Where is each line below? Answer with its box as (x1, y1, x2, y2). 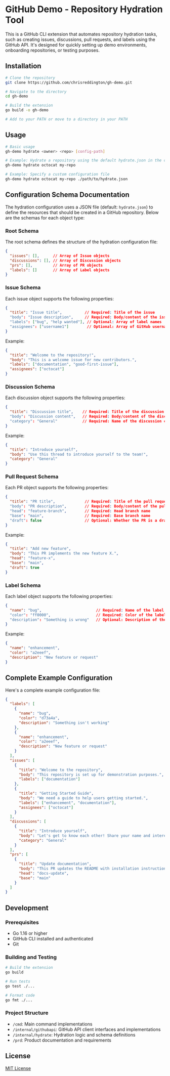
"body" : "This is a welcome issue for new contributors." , (10, 357, 137, 362)
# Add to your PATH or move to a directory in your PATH (5, 117, 128, 122)
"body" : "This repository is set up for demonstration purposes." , (18, 772, 164, 777)
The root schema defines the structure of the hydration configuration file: (5, 239, 158, 245)
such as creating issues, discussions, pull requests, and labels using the (5, 36, 156, 42)
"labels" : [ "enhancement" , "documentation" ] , (18, 800, 116, 805)
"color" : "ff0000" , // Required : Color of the (10, 612, 153, 618)
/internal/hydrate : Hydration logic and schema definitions (12, 1031, 136, 1038)
